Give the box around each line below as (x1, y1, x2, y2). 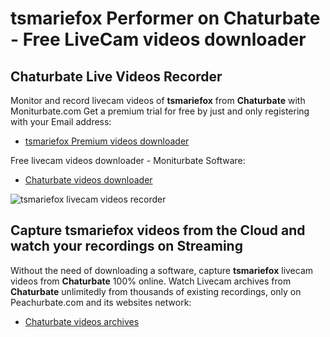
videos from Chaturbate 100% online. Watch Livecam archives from (10, 275, 292, 287)
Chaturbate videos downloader (24, 174, 153, 186)
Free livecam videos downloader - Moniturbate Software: (10, 155, 246, 166)
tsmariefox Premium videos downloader (24, 135, 190, 147)
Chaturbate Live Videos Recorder (10, 68, 223, 85)
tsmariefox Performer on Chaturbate (10, 7, 321, 30)
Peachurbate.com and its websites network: (10, 296, 192, 308)
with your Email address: (10, 116, 112, 127)
